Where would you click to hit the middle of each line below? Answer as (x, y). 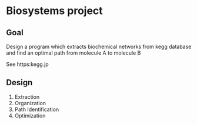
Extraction (27, 97)
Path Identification (37, 109)
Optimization (30, 115)
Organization (30, 103)
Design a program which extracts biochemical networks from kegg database (99, 46)
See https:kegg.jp (27, 64)
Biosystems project (54, 11)
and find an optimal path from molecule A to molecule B (74, 53)
